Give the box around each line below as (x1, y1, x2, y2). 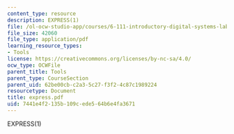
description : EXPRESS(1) (7, 17, 79, 24)
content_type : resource (7, 10, 77, 17)
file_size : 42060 (7, 29, 58, 37)
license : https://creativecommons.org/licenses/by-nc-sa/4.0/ (7, 56, 192, 62)
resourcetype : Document (7, 87, 77, 94)
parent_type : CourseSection (7, 74, 89, 82)
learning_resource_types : (7, 42, 82, 49)
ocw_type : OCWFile (7, 62, 61, 69)
